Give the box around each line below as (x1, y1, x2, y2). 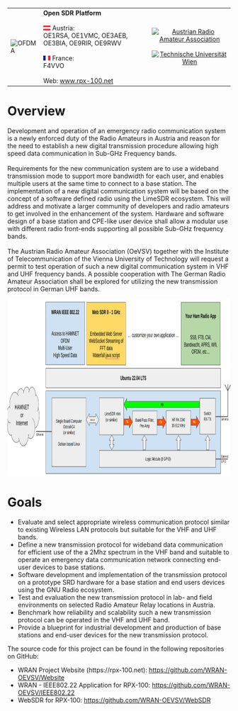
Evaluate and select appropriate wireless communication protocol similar (17, 518, 230, 527)
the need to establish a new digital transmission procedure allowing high (7, 142, 218, 150)
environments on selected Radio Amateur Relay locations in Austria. (17, 600, 216, 610)
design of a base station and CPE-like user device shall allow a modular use (7, 217, 228, 225)
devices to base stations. (32, 563, 106, 571)
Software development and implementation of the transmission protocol (17, 571, 228, 579)
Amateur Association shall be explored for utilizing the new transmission (7, 277, 218, 286)
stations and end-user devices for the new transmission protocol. (17, 631, 209, 639)
